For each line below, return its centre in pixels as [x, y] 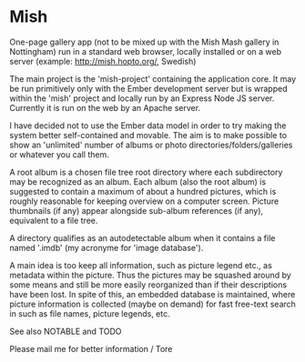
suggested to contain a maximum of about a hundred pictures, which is [143, 191]
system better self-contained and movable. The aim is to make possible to [148, 135]
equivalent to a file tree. [54, 220]
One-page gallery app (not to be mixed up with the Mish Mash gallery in [144, 42]
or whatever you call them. [59, 154]
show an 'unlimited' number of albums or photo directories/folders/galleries [151, 145]
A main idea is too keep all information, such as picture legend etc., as [141, 265]
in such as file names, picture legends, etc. [90, 313]
